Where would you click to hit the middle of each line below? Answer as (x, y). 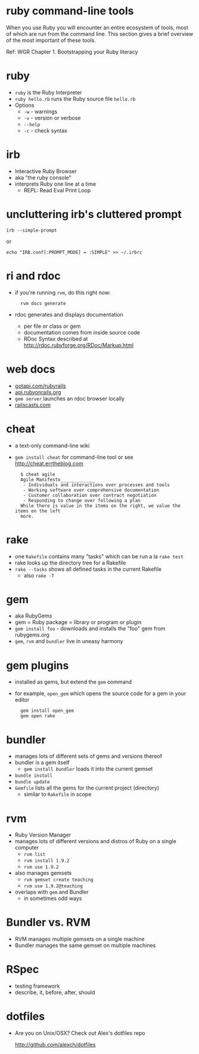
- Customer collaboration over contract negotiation (90, 495)
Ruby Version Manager (43, 835)
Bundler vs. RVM (48, 922)
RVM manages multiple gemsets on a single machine (80, 939)
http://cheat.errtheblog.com (49, 463)
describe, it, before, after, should (55, 992)
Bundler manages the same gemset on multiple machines (85, 945)
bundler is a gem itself (42, 763)
